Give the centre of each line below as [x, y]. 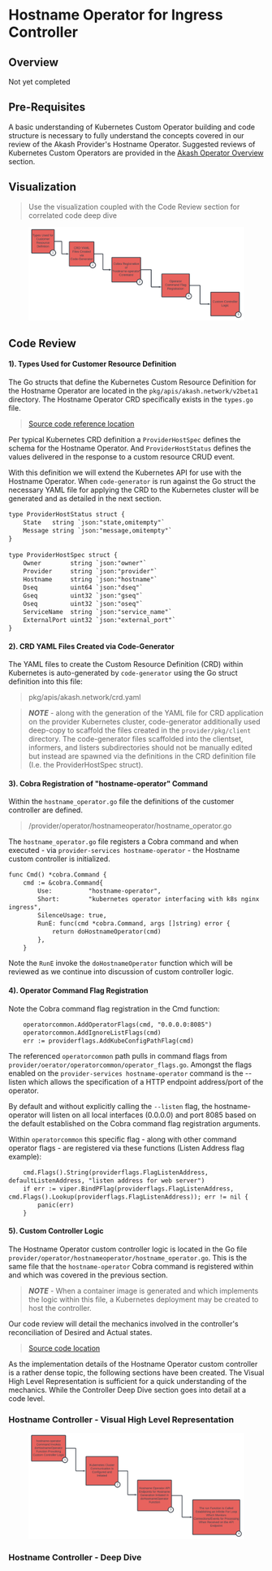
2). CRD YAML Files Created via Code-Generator [91, 646]
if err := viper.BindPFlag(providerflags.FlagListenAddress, [128, 1189]
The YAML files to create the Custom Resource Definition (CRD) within [126, 664]
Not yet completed [39, 82]
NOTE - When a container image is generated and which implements [143, 1290]
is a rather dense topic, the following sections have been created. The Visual [136, 1373]
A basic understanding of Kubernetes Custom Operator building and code [132, 127]
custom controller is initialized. [60, 859]
